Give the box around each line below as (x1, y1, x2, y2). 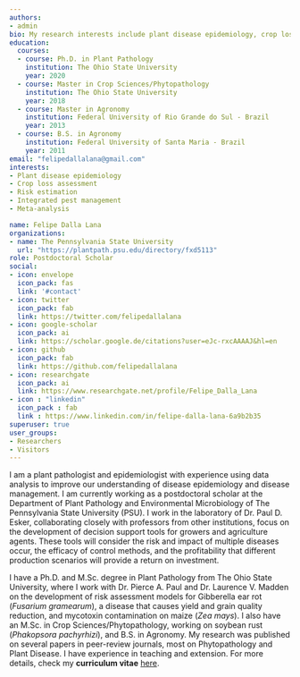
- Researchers (9, 436, 62, 445)
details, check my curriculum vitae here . (9, 658, 160, 669)
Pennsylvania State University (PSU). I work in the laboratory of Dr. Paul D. (9, 507, 283, 519)
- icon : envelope (9, 270, 74, 280)
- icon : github (9, 345, 66, 354)
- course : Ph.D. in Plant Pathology (17, 55, 154, 63)
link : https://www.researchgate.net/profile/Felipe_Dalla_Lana (17, 386, 257, 396)
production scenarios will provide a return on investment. (9, 555, 220, 566)
